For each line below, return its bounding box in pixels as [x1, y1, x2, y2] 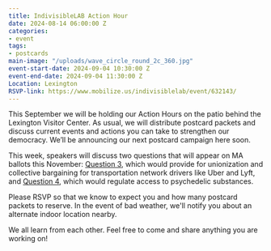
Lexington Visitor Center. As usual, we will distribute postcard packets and [8, 118, 256, 128]
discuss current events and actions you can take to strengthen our [8, 126, 230, 136]
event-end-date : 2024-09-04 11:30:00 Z [8, 72, 143, 80]
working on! [8, 234, 49, 244]
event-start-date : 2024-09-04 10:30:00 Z [8, 65, 150, 73]
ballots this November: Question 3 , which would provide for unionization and [8, 160, 264, 169]
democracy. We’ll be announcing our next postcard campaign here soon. [8, 135, 251, 145]
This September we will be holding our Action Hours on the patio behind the [8, 109, 261, 119]
